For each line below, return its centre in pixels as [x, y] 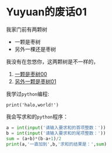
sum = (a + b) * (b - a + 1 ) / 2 [34, 138]
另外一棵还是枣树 [35, 49]
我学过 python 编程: [28, 94]
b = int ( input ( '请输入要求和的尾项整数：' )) [56, 133]
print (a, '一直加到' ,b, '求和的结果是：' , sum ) [57, 144]
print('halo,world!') [33, 105]
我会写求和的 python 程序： [37, 116]
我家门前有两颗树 [27, 29]
